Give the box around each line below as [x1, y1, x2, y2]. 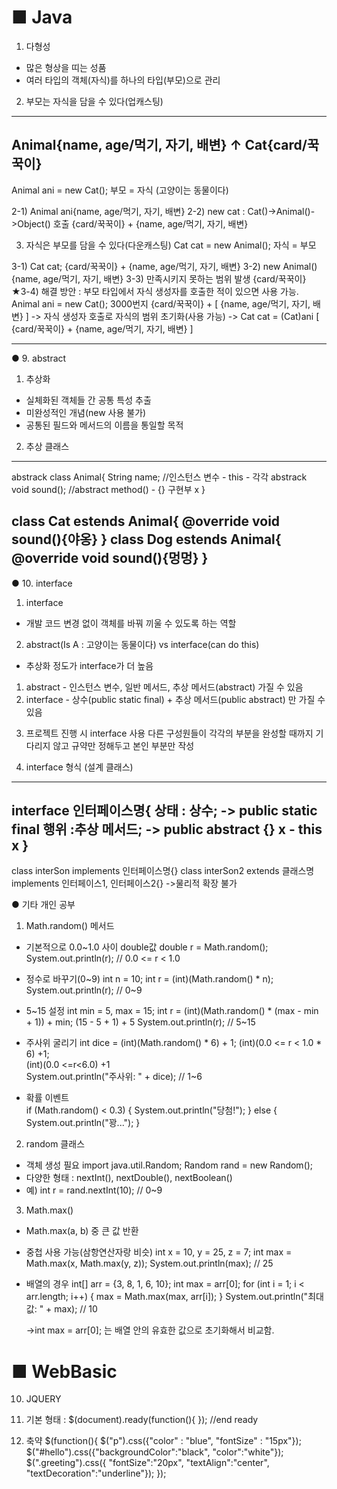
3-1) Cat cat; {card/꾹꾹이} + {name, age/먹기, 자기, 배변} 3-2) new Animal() [11, 260, 318, 272]
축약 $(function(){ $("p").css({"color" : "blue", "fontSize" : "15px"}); [25, 1435, 302, 1447]
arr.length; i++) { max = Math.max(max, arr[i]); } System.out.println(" [25, 1291, 309, 1303]
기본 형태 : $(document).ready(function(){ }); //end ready [25, 1414, 259, 1426]
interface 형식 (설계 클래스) [25, 761, 134, 773]
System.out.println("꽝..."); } [25, 1117, 141, 1129]
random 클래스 [25, 1138, 86, 1150]
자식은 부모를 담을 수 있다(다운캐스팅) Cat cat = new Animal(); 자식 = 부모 [25, 239, 317, 251]
